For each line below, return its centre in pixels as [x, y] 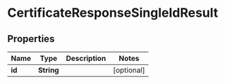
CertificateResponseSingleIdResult [113, 13]
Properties [31, 39]
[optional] [129, 70]
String [48, 70]
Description [86, 58]
